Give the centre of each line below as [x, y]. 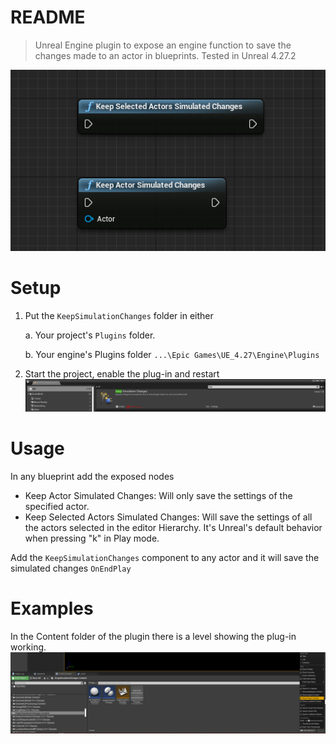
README [48, 17]
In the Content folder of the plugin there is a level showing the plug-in [153, 636]
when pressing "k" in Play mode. [92, 538]
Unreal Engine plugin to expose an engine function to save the [163, 45]
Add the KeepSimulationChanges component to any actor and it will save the [165, 557]
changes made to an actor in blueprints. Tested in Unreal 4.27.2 [165, 55]
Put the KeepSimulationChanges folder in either [119, 315]
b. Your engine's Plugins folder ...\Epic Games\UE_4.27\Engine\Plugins [172, 354]
